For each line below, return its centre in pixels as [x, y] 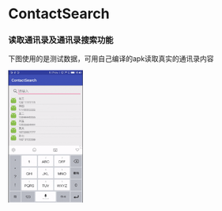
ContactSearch [59, 14]
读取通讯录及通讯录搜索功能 [61, 40]
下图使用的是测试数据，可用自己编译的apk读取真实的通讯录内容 [111, 59]
